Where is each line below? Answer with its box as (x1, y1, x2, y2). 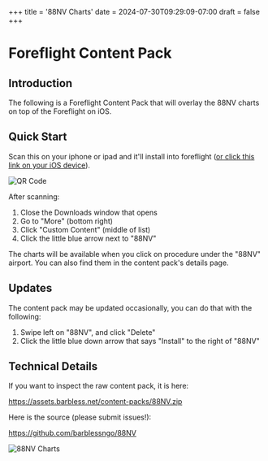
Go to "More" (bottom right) (19, 215, 114, 226)
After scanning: (8, 191, 60, 202)
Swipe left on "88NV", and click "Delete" (19, 327, 156, 337)
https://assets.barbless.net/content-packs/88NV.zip (8, 397, 183, 407)
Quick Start (8, 130, 67, 144)
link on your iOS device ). (8, 160, 91, 170)
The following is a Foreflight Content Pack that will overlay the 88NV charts (8, 98, 260, 107)
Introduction (8, 76, 73, 90)
